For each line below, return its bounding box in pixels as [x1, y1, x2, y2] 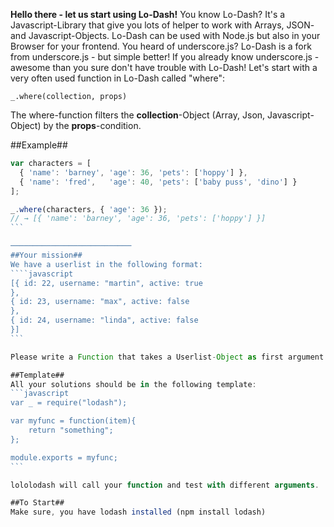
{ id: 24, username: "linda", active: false [10, 315, 199, 326]
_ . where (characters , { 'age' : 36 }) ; [10, 204, 168, 214]
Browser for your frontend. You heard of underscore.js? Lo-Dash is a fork [10, 40, 312, 52]
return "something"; [28, 425, 114, 435]
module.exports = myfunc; [10, 452, 118, 463]
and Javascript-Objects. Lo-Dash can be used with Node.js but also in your [10, 30, 321, 41]
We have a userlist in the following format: [10, 259, 203, 269]
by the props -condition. [43, 120, 142, 131]
